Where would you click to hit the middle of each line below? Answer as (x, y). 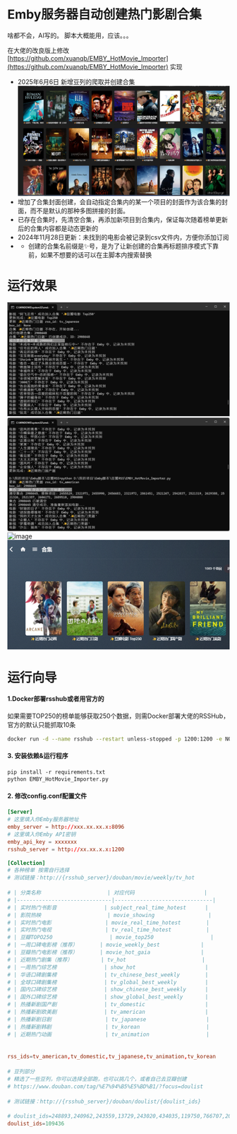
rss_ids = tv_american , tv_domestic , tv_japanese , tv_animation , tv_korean (112, 1057)
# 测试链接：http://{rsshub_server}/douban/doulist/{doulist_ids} (104, 1101)
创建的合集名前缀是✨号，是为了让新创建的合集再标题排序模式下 (120, 246)
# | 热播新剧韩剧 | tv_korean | (108, 1027)
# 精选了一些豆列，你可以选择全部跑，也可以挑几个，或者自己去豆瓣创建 (97, 1079)
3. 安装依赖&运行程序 (38, 756)
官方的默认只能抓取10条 (42, 724)
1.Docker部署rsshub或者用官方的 (56, 699)
